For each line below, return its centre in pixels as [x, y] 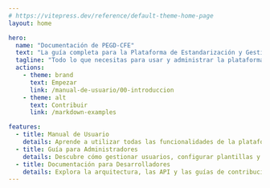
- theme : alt [45, 97]
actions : [30, 68]
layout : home [30, 23]
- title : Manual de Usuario [63, 135]
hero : [17, 38]
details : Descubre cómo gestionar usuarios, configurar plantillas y [142, 157]
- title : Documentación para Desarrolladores [93, 164]
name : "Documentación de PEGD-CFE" [75, 45]
